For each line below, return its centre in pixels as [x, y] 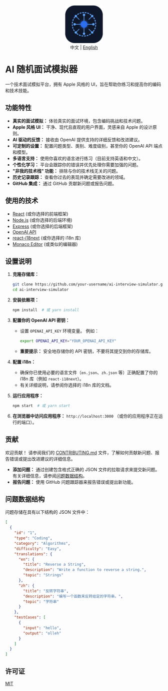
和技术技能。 [18, 90]
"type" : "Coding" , [33, 538]
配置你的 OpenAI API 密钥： [41, 320]
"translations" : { [33, 554]
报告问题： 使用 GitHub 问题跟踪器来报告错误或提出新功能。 [74, 482]
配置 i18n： [24, 362]
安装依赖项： [25, 300]
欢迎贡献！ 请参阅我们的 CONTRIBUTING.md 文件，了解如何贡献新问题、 [80, 452]
